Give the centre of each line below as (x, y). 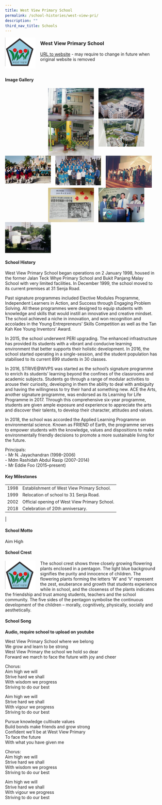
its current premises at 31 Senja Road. (43, 289)
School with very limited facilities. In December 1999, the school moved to (79, 283)
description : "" (21, 20)
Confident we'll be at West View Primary (45, 732)
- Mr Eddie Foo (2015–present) (36, 465)
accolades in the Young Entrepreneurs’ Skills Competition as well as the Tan (81, 324)
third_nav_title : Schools (31, 26)
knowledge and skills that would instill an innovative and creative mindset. (79, 314)
